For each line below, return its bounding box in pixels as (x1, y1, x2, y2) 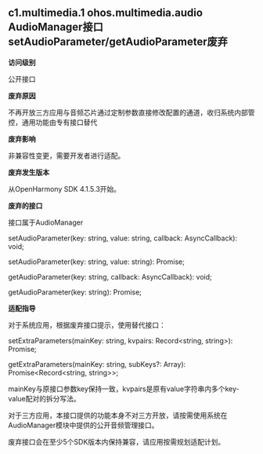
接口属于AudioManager (8, 218, 84, 227)
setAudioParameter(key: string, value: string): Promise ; (8, 257, 186, 266)
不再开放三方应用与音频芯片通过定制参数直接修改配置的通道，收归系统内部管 (8, 108, 255, 117)
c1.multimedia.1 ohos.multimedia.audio (8, 6, 204, 20)
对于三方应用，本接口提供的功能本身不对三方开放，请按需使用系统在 (8, 410, 228, 419)
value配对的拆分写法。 (8, 394, 81, 403)
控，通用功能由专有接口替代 (8, 117, 98, 126)
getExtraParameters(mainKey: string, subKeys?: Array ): (8, 359, 186, 368)
